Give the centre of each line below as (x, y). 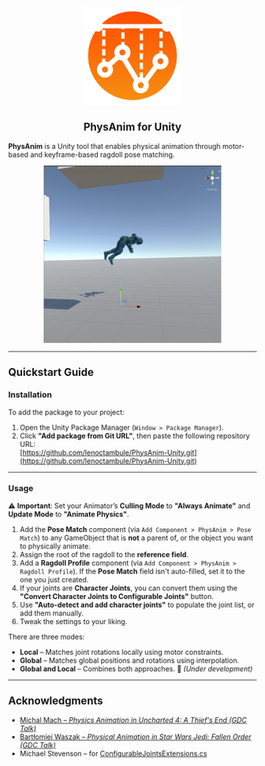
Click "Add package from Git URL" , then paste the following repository (134, 436)
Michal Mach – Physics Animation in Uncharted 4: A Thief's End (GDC (133, 720)
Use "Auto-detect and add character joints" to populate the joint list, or (137, 604)
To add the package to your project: (66, 412)
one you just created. (54, 579)
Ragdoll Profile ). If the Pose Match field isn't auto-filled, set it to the (132, 571)
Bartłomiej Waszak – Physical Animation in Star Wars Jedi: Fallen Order (135, 736)
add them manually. (52, 613)
